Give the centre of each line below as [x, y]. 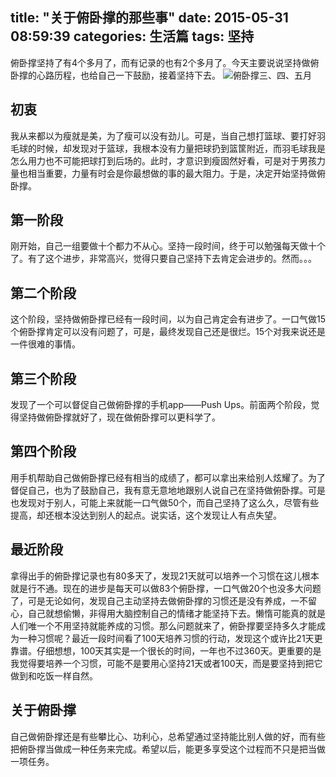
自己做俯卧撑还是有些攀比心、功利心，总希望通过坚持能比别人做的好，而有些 [168, 736]
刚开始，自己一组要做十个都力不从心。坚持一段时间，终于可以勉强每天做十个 [168, 246]
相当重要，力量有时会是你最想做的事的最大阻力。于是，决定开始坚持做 [172, 173]
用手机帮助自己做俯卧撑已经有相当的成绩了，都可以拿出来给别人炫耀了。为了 [168, 477]
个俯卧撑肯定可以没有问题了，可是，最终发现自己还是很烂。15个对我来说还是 [168, 332]
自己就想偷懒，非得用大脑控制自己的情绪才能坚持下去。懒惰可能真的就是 [176, 613]
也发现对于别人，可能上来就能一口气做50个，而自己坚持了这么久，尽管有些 [165, 502]
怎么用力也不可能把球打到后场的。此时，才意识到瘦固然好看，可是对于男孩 [163, 160]
